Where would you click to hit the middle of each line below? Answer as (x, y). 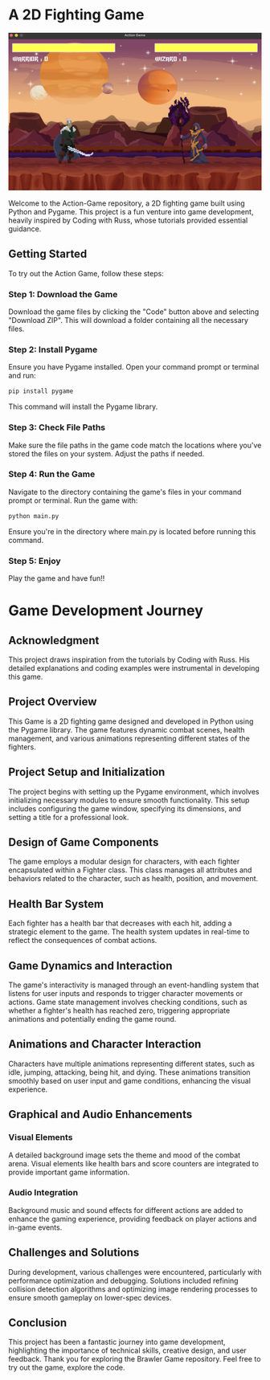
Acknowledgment (54, 640)
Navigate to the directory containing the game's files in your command (125, 492)
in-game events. (35, 1227)
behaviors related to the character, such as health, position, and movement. (133, 879)
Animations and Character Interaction (105, 1045)
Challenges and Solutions (74, 1253)
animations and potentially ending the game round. (92, 1019)
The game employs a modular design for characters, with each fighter (124, 862)
